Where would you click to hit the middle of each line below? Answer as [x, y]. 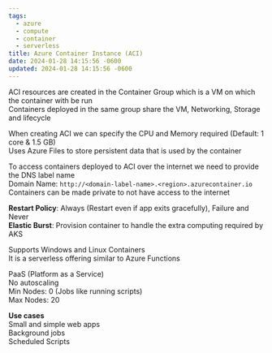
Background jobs [37, 333]
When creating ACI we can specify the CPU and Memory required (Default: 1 [136, 133]
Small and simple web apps [54, 324]
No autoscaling [34, 282]
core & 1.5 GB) [32, 142]
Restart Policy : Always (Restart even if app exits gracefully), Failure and [129, 208]
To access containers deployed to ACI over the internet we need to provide [134, 166]
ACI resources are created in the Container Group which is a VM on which [132, 92]
